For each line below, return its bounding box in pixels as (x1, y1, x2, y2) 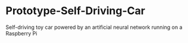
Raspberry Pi (5, 29, 37, 37)
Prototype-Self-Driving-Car (5, 4, 145, 18)
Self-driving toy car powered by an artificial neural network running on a (5, 24, 183, 31)
